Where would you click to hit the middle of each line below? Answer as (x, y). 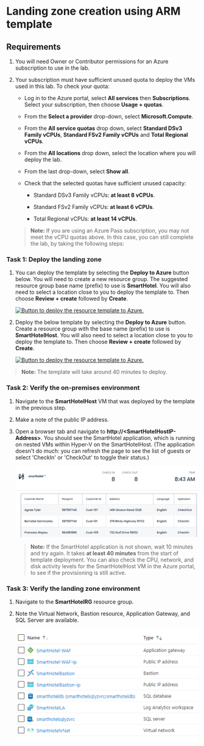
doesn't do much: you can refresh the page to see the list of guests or (103, 451)
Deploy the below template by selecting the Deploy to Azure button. (101, 323)
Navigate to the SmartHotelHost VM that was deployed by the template (105, 401)
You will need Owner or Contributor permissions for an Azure (92, 61)
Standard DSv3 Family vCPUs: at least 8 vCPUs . (94, 195)
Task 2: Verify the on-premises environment (73, 388)
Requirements (33, 47)
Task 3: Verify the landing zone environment (73, 588)
